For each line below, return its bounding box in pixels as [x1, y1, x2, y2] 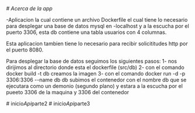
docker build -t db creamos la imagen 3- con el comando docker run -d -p [6, 70, 186, 77]
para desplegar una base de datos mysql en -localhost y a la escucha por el [6, 23, 189, 29]
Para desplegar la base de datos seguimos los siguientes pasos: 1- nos [6, 58, 177, 64]
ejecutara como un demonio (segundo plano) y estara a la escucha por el [6, 83, 183, 90]
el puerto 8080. [6, 46, 44, 53]
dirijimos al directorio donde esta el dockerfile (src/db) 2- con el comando [6, 64, 184, 71]
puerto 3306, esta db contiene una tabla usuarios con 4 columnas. [6, 29, 167, 36]
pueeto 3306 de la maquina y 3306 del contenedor [6, 89, 129, 95]
